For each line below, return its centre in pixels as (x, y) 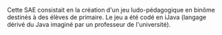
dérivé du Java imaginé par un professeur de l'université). (89, 24)
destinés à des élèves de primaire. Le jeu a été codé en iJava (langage (107, 17)
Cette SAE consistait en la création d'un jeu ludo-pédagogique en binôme (111, 10)
